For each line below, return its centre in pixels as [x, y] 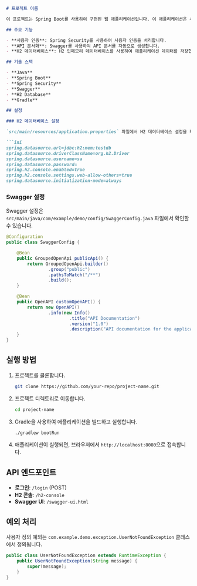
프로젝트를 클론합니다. [40, 375]
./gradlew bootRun [37, 433]
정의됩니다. [30, 544]
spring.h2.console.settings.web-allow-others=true [69, 176]
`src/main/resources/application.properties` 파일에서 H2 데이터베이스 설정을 [96, 132]
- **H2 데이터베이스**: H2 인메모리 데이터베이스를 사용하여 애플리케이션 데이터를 [92, 51]
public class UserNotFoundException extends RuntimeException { [86, 556]
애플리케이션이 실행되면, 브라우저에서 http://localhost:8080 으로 [90, 445]
